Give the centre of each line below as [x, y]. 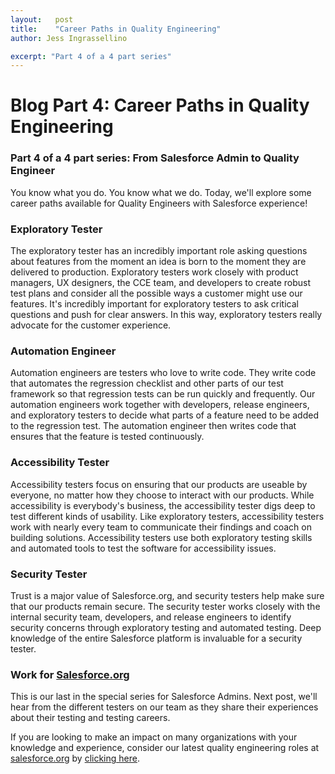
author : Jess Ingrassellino [69, 38]
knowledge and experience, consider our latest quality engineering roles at [165, 748]
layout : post [42, 19]
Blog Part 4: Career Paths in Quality [160, 105]
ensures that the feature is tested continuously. [107, 437]
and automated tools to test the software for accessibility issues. [143, 548]
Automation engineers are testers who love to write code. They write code [163, 373]
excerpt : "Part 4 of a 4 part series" [91, 56]
